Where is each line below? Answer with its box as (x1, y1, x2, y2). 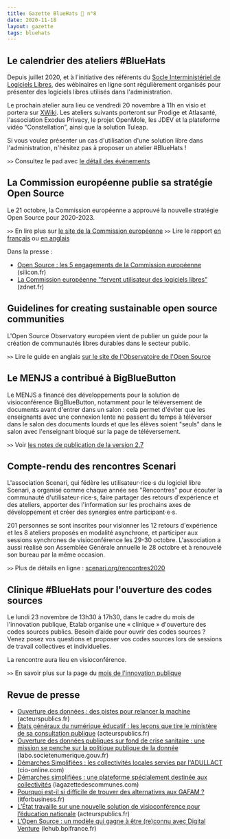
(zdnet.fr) (16, 282, 45, 291)
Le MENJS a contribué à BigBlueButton (7, 373, 176, 384)
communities (7, 313, 65, 325)
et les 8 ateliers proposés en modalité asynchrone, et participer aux (7, 528, 198, 537)
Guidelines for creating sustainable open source (7, 302, 218, 314)
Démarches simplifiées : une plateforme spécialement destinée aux (16, 773, 208, 781)
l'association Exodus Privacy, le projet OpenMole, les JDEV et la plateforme (7, 116, 220, 124)
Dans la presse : (7, 247, 53, 256)
